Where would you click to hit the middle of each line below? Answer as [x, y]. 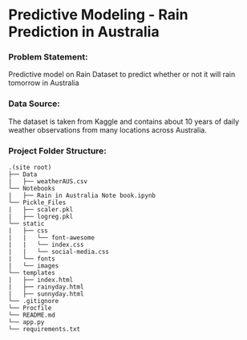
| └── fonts [32, 259]
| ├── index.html [41, 280]
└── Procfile [30, 308]
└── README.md [32, 315]
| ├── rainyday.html [46, 287]
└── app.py [26, 322]
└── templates [32, 273]
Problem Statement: [48, 57]
